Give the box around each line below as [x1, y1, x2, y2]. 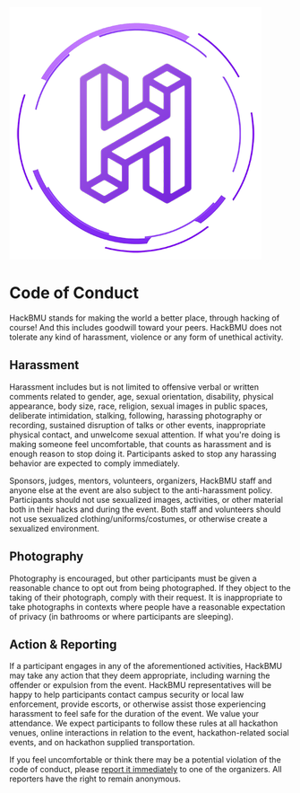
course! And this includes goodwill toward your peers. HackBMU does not [9, 322, 282, 332]
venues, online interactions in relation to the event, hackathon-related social [9, 727, 289, 738]
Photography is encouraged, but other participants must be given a [9, 573, 257, 584]
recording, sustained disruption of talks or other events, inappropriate [9, 419, 266, 430]
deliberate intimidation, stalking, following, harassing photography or [9, 410, 262, 420]
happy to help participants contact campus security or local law [9, 690, 244, 700]
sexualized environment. [9, 523, 100, 533]
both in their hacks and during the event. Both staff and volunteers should [9, 504, 281, 515]
